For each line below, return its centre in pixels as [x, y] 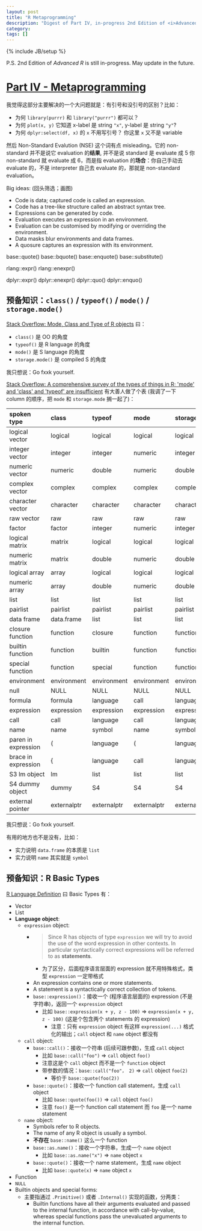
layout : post [23, 12]
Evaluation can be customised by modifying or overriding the [90, 226]
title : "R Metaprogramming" [41, 17]
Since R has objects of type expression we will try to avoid [120, 937]
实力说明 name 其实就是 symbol [52, 857]
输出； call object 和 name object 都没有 [110, 1034]
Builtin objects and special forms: [56, 1189]
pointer [20, 808]
